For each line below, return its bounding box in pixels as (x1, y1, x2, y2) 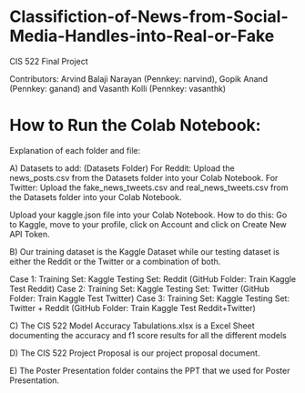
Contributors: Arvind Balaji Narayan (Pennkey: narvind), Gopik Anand (9, 73, 269, 84)
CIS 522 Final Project (9, 55, 88, 66)
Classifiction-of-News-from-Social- (9, 6, 289, 27)
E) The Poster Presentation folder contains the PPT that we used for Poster (9, 365, 290, 376)
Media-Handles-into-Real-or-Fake (9, 25, 275, 46)
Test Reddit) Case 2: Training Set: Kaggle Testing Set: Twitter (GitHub (9, 283, 270, 294)
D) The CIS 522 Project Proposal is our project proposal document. (9, 348, 260, 358)
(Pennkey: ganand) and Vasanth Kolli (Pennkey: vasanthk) (9, 83, 226, 94)
